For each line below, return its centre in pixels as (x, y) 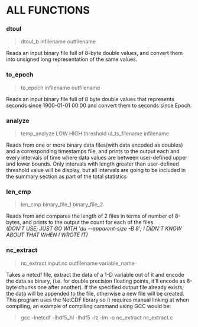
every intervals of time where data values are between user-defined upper (97, 158)
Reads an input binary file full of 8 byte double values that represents (90, 99)
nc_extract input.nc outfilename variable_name (77, 263)
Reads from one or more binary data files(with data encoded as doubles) (95, 145)
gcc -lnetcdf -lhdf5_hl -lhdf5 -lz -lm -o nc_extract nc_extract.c (97, 318)
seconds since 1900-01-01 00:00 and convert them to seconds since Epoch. (99, 105)
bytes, (14, 222)
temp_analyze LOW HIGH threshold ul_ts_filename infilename (95, 134)
